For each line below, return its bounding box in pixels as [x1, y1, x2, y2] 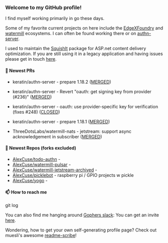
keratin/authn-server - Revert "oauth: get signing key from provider [12, 88, 152, 94]
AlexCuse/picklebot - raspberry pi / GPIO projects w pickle [12, 172, 134, 178]
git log [5, 202, 19, 208]
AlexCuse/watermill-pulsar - [12, 161, 71, 167]
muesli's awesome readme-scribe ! [5, 232, 77, 238]
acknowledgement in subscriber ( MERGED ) [12, 133, 102, 139]
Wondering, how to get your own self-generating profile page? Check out [5, 227, 157, 233]
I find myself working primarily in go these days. [5, 16, 105, 22]
